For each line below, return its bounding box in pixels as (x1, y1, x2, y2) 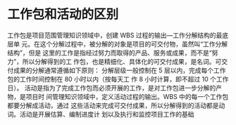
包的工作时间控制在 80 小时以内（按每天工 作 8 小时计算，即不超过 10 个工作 (7, 74, 229, 83)
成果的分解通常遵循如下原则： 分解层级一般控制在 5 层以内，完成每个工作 (13, 66, 227, 74)
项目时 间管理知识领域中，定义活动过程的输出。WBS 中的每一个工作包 (25, 92, 229, 100)
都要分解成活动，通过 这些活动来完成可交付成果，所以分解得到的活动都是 (7, 101, 219, 110)
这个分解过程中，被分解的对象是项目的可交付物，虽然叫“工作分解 (39, 39, 228, 48)
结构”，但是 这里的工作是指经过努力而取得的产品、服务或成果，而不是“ (7, 48, 213, 57)
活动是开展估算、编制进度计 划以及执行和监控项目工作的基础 (19, 110, 194, 118)
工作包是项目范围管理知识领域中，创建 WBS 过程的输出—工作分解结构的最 (7, 31, 223, 39)
